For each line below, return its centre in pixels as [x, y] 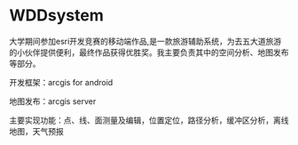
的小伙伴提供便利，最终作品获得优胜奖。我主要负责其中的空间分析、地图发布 [149, 52]
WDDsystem [56, 16]
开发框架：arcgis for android [61, 82]
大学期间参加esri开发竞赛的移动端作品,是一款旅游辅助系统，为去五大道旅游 [145, 41]
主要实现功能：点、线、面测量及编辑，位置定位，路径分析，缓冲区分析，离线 [149, 120]
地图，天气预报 [36, 131]
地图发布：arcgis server [53, 101]
